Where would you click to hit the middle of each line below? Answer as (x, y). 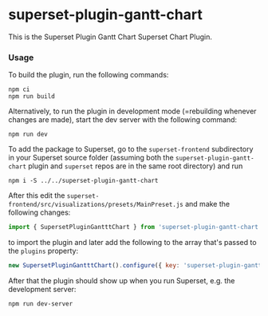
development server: (42, 289)
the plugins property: (43, 251)
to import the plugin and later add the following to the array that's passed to (132, 243)
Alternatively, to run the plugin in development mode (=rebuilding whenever (132, 111)
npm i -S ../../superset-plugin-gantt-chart (83, 181)
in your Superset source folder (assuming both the (91, 158)
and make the (207, 204)
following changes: (39, 212)
